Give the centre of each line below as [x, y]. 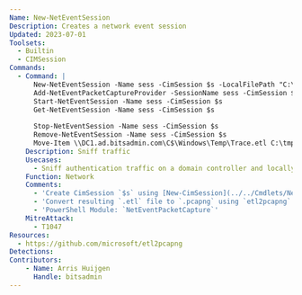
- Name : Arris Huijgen [68, 269]
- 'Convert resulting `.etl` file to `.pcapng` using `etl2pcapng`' [164, 202]
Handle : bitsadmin [67, 277]
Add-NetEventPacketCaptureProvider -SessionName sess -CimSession [160, 93]
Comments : [44, 185]
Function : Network [60, 176]
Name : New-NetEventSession [60, 18]
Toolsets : [28, 43]
